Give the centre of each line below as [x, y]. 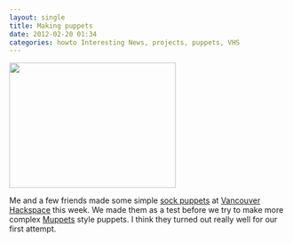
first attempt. [33, 229]
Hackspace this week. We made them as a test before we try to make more [146, 210]
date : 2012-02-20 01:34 [53, 34]
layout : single [37, 17]
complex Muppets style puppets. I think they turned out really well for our [143, 220]
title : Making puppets [51, 26]
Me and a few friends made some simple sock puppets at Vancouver [135, 200]
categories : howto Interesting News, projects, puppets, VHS [125, 42]
